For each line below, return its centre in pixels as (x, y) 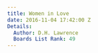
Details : (20, 26)
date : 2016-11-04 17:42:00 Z (49, 20)
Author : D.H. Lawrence (46, 33)
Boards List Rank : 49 (45, 39)
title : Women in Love (38, 13)
